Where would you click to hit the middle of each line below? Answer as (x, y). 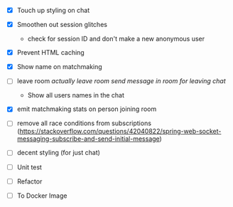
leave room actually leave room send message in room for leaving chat (121, 81)
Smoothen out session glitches (62, 25)
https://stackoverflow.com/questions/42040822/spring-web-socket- (120, 132)
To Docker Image (42, 196)
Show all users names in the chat (76, 95)
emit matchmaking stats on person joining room (87, 109)
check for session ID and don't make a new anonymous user (116, 39)
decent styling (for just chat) (59, 153)
